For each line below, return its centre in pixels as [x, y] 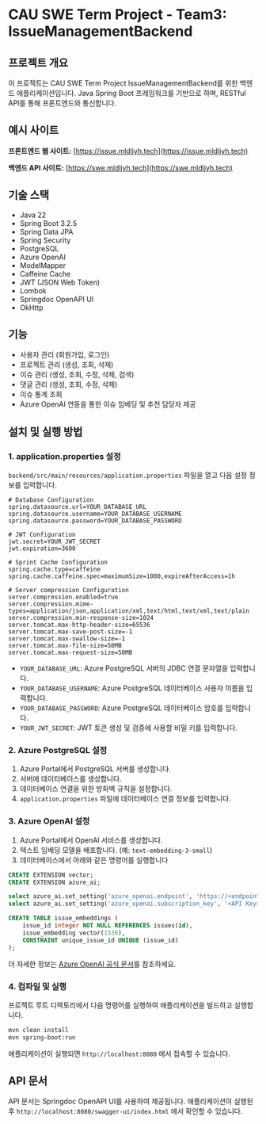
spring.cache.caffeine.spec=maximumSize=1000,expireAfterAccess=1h [122, 576]
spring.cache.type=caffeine [55, 570]
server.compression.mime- [51, 604]
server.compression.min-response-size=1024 [81, 618]
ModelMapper [43, 265]
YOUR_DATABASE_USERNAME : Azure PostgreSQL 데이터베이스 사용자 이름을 [132, 688]
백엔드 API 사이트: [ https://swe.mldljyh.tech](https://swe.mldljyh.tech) [121, 167]
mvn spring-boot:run [42, 1037]
